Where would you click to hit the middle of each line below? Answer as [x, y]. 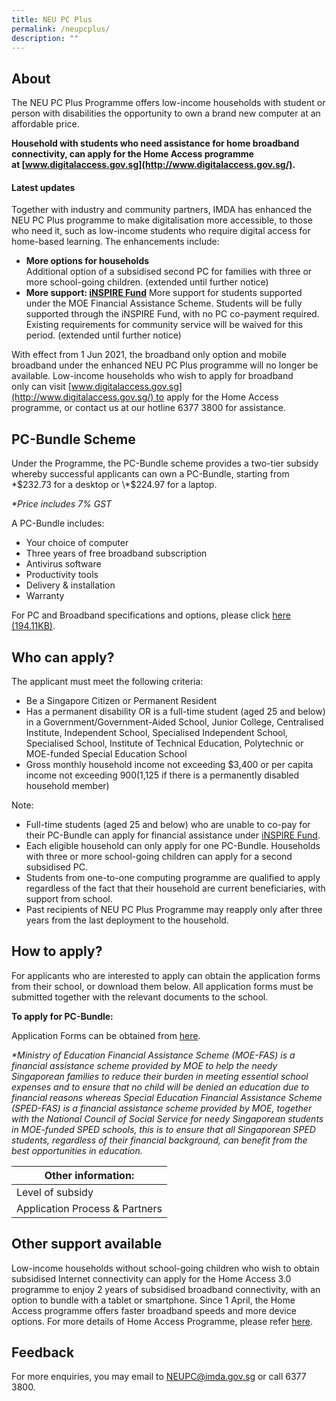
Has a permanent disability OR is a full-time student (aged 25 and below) [175, 712]
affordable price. [45, 124]
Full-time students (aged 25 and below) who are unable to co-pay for [168, 825]
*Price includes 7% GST [62, 504]
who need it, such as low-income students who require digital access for [161, 231]
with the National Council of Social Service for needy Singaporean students [167, 1118]
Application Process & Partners [89, 1208]
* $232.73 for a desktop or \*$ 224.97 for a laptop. [114, 485]
